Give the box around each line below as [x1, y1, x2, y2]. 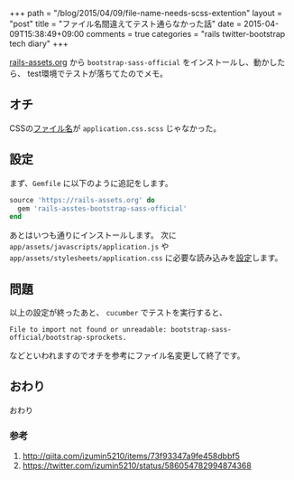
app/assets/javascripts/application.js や [9, 241, 170, 252]
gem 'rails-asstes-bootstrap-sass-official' [17, 203, 188, 213]
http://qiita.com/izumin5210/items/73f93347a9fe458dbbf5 [22, 451, 241, 462]
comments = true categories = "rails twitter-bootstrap [86, 29, 286, 39]
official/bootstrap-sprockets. [9, 334, 127, 343]
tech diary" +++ [9, 38, 69, 49]
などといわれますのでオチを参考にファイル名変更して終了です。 [9, 350, 245, 361]
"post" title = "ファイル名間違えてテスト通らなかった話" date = [9, 18, 242, 29]
